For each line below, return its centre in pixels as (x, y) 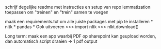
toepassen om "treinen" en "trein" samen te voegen (57, 12)
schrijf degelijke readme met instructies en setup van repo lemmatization (78, 7)
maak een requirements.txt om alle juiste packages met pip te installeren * (79, 22)
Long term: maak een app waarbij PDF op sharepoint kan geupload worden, (80, 36)
